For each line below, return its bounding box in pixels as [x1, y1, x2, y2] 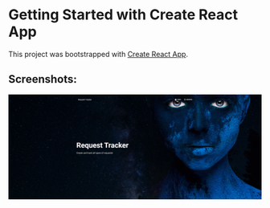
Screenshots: [8, 72, 78, 86]
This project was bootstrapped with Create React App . [8, 49, 189, 59]
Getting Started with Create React [8, 6, 239, 24]
